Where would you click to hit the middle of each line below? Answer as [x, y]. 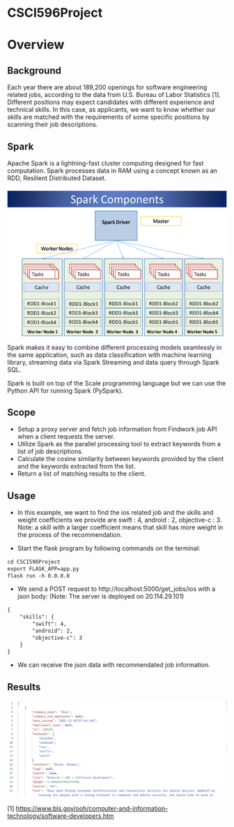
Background [34, 70]
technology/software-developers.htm [61, 816]
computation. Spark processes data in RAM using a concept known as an [112, 170]
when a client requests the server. [66, 437]
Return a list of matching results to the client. [81, 474]
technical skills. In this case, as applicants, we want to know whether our [111, 110]
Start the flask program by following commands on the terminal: [109, 548]
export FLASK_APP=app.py [43, 569]
